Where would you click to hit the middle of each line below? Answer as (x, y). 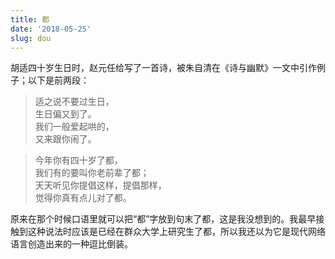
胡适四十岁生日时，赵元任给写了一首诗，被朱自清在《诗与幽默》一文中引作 (163, 68)
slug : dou (31, 38)
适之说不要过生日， (74, 102)
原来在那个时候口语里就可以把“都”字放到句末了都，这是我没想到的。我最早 (163, 219)
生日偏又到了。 (65, 114)
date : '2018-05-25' (51, 29)
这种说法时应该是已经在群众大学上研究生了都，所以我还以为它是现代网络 (176, 232)
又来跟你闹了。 (65, 139)
